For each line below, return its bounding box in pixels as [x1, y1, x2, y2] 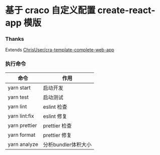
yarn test [8, 94, 29, 101]
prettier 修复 [43, 131, 72, 138]
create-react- [97, 5, 155, 16]
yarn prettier [8, 122, 37, 129]
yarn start [8, 84, 31, 91]
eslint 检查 [43, 103, 67, 110]
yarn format [8, 131, 36, 138]
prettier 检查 [43, 122, 72, 129]
